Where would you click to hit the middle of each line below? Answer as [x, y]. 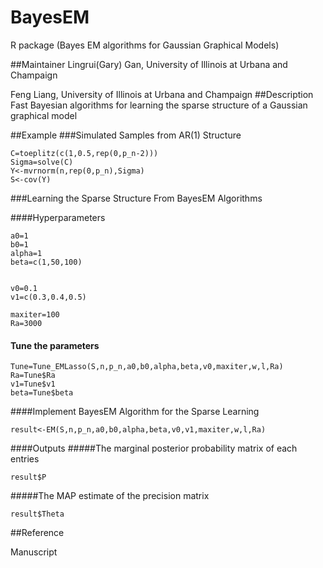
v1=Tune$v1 [33, 384]
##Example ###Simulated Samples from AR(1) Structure [126, 135]
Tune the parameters [55, 345]
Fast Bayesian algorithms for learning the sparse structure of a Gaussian [159, 105]
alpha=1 [26, 253]
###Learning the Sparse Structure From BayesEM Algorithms [136, 198]
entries [25, 459]
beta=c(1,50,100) [46, 262]
